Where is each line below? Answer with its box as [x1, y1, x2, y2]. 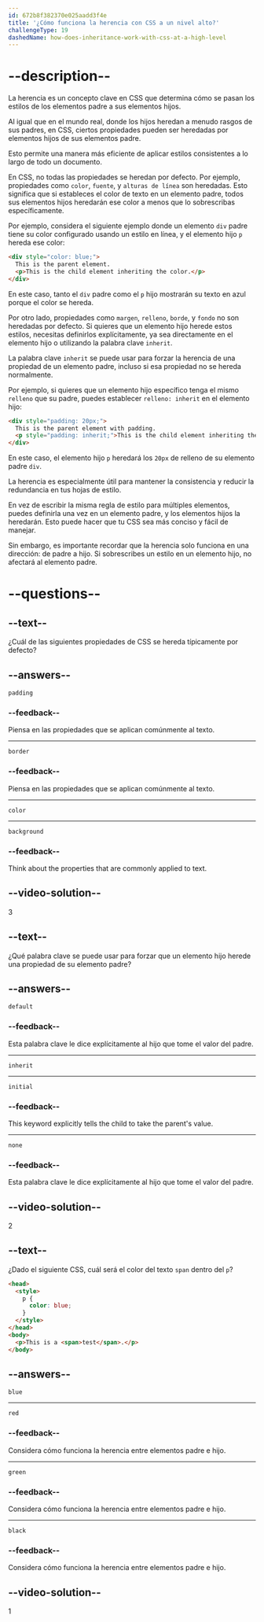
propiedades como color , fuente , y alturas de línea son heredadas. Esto [8, 181, 248, 190]
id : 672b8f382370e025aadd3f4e [8, 11, 108, 20]
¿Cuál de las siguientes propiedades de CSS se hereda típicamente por [8, 637, 238, 647]
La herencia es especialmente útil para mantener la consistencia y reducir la [8, 477, 255, 486]
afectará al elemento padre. [8, 558, 98, 567]
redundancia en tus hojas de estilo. [8, 485, 122, 495]
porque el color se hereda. [8, 297, 94, 307]
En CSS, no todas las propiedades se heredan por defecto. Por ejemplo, [8, 172, 241, 182]
